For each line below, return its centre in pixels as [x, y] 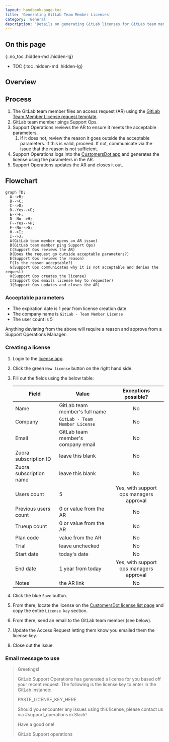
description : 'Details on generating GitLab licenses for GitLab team [81, 24]
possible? [136, 397]
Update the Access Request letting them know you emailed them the [83, 630]
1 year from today [80, 569]
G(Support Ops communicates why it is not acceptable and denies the [84, 268]
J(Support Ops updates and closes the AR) [55, 285]
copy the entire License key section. [50, 610]
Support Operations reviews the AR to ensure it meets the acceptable [84, 128]
